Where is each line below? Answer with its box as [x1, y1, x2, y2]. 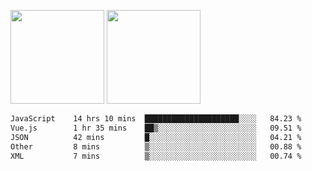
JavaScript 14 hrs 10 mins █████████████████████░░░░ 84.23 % [10, 114, 302, 124]
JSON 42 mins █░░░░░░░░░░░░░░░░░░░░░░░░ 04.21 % [10, 132, 302, 142]
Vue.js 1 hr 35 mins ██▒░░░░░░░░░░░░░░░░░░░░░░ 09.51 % [10, 123, 302, 133]
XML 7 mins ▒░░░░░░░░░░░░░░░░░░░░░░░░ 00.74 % [10, 151, 302, 161]
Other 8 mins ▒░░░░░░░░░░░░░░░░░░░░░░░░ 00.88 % [10, 141, 302, 152]
